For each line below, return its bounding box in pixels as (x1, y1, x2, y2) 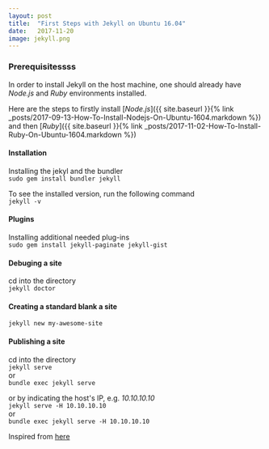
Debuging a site (8, 258, 62, 268)
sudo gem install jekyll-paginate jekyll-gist (8, 240, 168, 249)
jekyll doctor (8, 285, 57, 293)
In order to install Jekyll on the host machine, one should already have (8, 79, 242, 89)
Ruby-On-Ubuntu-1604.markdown (8, 129, 123, 139)
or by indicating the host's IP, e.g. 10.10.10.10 (8, 393, 155, 403)
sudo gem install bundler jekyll (8, 175, 121, 183)
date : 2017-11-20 (8, 27, 74, 35)
